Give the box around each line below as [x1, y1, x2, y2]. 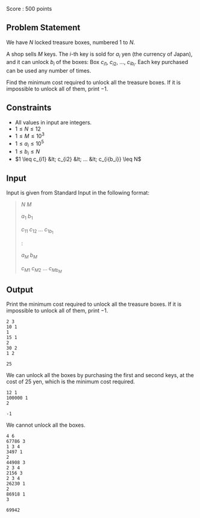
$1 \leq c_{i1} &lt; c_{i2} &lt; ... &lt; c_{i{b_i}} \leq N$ [14, 155, 142, 163]
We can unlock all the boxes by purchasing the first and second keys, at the [6, 371, 195, 378]
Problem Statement [6, 22, 81, 33]
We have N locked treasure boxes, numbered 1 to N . [6, 39, 136, 46]
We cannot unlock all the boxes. [6, 421, 86, 429]
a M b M [20, 251, 37, 260]
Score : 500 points [6, 5, 52, 12]
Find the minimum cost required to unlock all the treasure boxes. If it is [6, 79, 181, 86]
